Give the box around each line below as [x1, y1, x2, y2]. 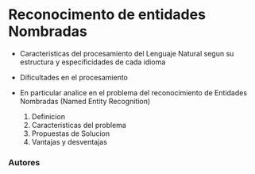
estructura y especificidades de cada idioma [19, 57, 166, 67]
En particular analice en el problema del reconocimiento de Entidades [19, 87, 248, 97]
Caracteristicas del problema [31, 120, 127, 130]
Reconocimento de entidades [8, 6, 207, 24]
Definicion [31, 111, 66, 121]
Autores [8, 157, 41, 168]
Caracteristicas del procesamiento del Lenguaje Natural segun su [19, 48, 234, 58]
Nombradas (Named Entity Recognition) [19, 96, 151, 106]
